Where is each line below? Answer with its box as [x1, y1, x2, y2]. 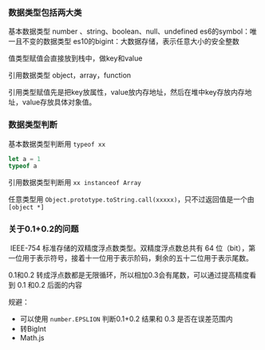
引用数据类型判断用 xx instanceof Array [8, 178, 141, 187]
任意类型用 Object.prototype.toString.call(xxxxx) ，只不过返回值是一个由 [8, 195, 255, 204]
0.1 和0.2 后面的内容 [17, 280, 82, 289]
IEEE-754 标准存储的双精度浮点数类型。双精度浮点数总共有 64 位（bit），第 [10, 243, 256, 253]
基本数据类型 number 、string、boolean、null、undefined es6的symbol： [8, 26, 250, 37]
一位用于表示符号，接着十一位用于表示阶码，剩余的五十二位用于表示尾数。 [8, 253, 253, 262]
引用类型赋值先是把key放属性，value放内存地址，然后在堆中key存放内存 [8, 88, 245, 97]
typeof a [8, 162, 38, 171]
